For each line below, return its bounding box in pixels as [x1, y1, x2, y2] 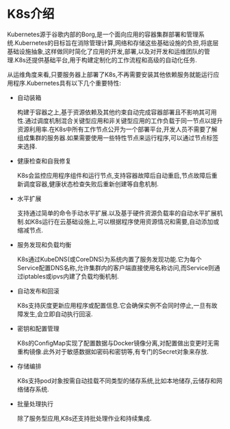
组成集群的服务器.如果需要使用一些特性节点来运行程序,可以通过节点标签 [16, 133, 219, 142]
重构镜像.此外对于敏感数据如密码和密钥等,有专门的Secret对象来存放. [16, 347, 209, 356]
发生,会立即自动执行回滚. [23, 309, 93, 318]
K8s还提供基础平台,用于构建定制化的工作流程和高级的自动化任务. [14, 55, 197, 64]
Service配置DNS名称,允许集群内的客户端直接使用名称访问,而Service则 [16, 263, 214, 272]
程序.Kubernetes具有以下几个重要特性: [12, 79, 121, 87]
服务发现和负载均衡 [16, 240, 72, 248]
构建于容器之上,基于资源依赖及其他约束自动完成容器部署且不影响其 [16, 107, 205, 116]
